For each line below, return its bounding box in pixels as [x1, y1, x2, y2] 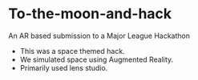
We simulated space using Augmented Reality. [19, 55, 174, 64]
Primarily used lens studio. [19, 63, 108, 72]
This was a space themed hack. [19, 46, 126, 55]
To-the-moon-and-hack [8, 5, 172, 23]
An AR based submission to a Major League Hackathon [8, 31, 191, 40]
